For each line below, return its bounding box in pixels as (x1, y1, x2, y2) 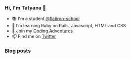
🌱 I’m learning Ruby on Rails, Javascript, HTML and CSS (11, 23, 127, 29)
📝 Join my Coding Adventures (11, 28, 73, 34)
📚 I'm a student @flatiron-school (11, 16, 80, 21)
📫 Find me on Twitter (11, 34, 56, 39)
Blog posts (4, 47, 31, 54)
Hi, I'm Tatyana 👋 (4, 4, 46, 11)
